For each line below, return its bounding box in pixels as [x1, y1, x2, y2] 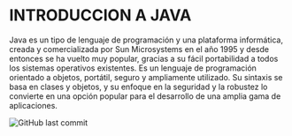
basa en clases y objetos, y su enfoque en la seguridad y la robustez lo [9, 81, 268, 92]
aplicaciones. [9, 100, 58, 110]
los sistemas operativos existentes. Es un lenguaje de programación [9, 63, 257, 73]
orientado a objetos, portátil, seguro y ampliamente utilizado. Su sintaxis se [9, 72, 283, 82]
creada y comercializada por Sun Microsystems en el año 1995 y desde [9, 43, 270, 54]
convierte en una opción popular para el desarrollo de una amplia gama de [9, 90, 281, 102]
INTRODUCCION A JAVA [9, 5, 192, 26]
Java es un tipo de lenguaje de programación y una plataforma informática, [9, 34, 283, 45]
